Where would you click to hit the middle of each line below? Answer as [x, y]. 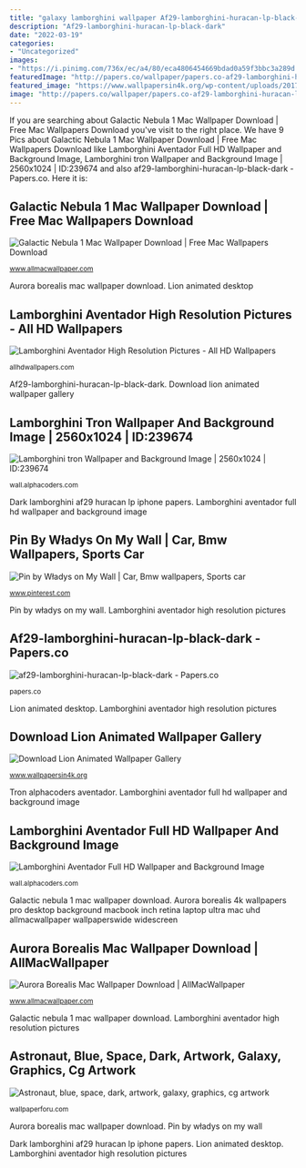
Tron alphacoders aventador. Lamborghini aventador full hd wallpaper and [148, 792]
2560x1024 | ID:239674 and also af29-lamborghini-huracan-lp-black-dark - [152, 168]
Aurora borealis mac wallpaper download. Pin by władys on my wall [136, 1126]
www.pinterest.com [40, 593]
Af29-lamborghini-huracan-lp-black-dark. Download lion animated [134, 384]
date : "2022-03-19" [46, 35]
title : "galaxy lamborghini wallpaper [83, 18]
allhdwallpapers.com [42, 368]
